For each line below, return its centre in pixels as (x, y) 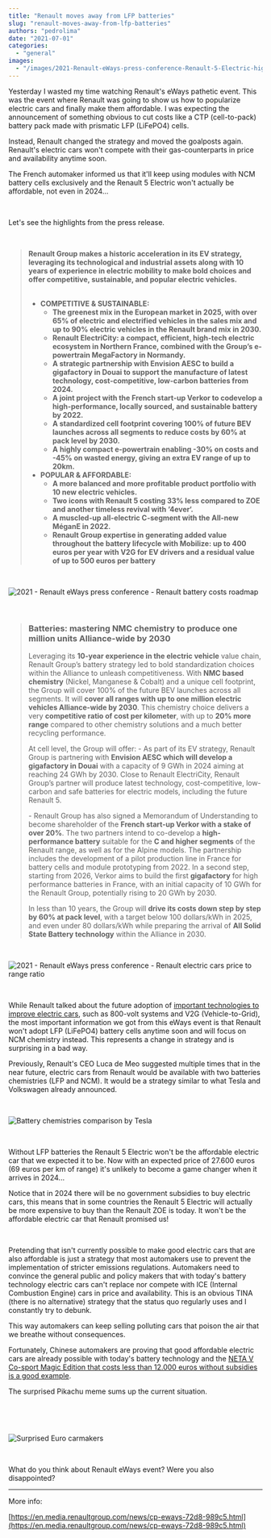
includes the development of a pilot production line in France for (135, 859)
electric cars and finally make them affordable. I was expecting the (119, 108)
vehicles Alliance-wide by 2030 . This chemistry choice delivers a (138, 707)
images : (21, 61)
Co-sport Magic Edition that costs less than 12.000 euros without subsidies (133, 1367)
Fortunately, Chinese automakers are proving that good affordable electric (131, 1350)
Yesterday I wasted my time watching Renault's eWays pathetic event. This (133, 91)
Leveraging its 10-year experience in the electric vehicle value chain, (144, 656)
